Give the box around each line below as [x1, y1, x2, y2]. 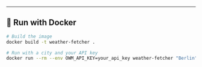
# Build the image [6, 33, 52, 39]
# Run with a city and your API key [6, 50, 98, 56]
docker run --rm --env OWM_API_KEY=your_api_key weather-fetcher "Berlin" [6, 55, 198, 62]
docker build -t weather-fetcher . [6, 39, 96, 45]
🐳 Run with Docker [6, 17, 77, 28]
